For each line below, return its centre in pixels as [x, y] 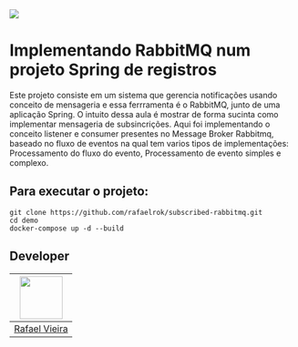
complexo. [29, 162]
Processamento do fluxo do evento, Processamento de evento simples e [145, 153]
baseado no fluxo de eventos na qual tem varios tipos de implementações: [149, 143]
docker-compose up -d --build [67, 228]
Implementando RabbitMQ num [130, 51]
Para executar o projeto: [79, 192]
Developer [40, 256]
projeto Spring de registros [113, 70]
